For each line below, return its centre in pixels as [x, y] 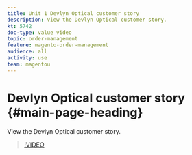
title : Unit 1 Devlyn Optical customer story [73, 13]
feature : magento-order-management [58, 45]
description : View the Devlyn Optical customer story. [87, 20]
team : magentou [29, 64]
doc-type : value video [39, 32]
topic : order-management [43, 39]
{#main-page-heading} [75, 112]
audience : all [27, 52]
